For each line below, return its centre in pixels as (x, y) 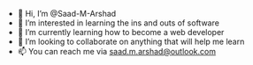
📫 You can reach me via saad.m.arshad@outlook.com (117, 51)
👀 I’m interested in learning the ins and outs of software (118, 23)
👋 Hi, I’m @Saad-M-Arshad (67, 14)
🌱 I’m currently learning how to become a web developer (121, 32)
